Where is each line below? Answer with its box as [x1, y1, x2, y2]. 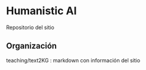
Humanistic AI [6, 4, 77, 18]
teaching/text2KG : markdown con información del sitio [6, 56, 141, 63]
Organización [6, 41, 57, 51]
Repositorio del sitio [6, 24, 54, 31]
